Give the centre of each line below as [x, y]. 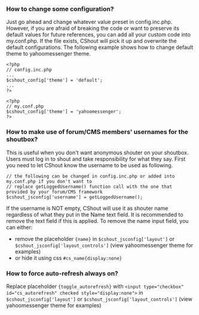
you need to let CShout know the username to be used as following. [90, 165]
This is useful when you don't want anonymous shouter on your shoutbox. [97, 152]
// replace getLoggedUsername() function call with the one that [89, 186]
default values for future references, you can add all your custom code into [99, 35]
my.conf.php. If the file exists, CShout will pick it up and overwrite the [92, 41]
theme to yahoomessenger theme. [48, 54]
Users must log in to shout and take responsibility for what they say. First [96, 159]
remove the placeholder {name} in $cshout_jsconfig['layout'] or [95, 238]
